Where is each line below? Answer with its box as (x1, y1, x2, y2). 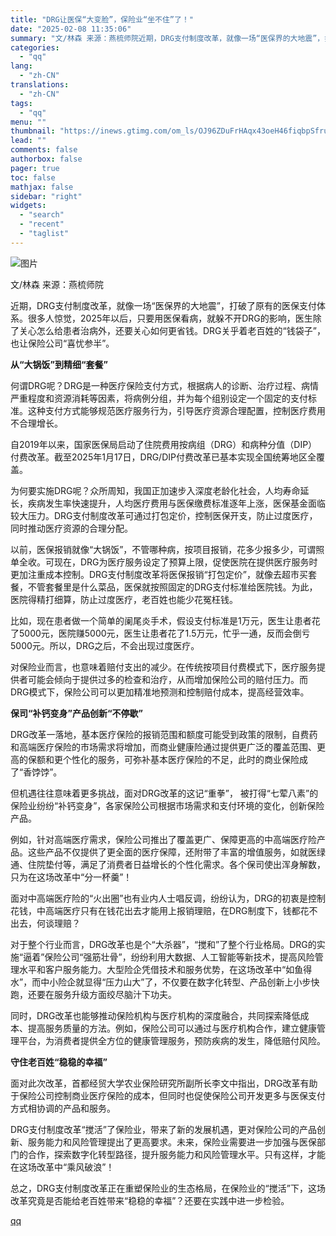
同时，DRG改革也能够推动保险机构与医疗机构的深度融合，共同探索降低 (10, 1009, 301, 1021)
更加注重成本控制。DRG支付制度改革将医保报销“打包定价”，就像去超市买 (10, 568, 308, 580)
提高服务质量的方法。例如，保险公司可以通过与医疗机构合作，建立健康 (27, 1022, 317, 1034)
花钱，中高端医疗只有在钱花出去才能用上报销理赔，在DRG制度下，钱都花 (10, 904, 310, 916)
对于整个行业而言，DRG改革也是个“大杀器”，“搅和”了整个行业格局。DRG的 (10, 938, 317, 950)
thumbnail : (10, 126, 56, 136)
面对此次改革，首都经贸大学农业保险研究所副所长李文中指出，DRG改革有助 (10, 1077, 318, 1089)
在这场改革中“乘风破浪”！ (10, 1161, 115, 1173)
